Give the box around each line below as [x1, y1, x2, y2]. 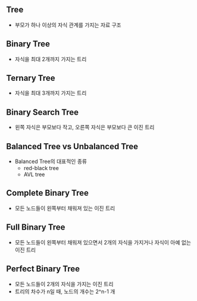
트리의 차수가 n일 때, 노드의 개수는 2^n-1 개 [14, 288, 115, 295]
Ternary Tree [6, 73, 55, 83]
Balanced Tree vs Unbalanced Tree [6, 141, 139, 151]
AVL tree [23, 171, 45, 178]
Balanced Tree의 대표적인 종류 [14, 158, 87, 165]
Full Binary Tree [6, 222, 65, 233]
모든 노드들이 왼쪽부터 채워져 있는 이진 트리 [14, 205, 115, 212]
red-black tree [23, 165, 60, 172]
